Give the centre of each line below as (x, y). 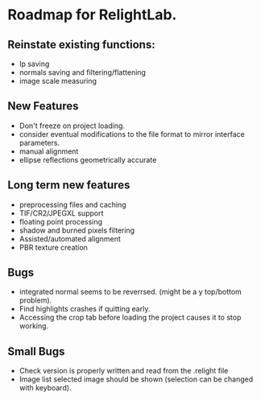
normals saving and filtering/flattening (83, 72)
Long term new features (69, 186)
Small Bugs (36, 351)
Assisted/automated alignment (70, 238)
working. (34, 326)
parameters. (39, 142)
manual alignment (49, 151)
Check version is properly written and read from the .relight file (124, 371)
